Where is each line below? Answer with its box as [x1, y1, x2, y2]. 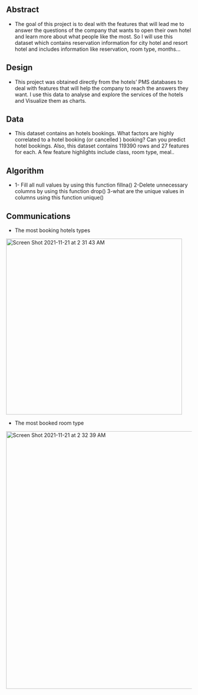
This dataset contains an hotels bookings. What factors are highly [14, 130, 174, 137]
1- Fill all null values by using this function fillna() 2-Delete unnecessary [14, 181, 188, 188]
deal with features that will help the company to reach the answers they [14, 84, 189, 92]
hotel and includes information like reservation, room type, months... [14, 45, 181, 53]
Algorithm [6, 165, 44, 176]
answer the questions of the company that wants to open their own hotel [14, 27, 192, 34]
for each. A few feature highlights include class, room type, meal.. [14, 149, 175, 156]
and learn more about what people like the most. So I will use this [14, 32, 173, 40]
